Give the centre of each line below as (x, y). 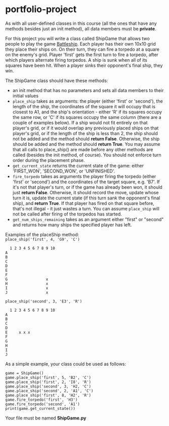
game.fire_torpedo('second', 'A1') (43, 404)
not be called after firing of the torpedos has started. (67, 214)
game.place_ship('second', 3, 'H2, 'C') (48, 386)
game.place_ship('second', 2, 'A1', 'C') (49, 391)
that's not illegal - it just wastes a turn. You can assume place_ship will (86, 208)
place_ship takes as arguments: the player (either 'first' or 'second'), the (88, 101)
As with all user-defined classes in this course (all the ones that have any (81, 23)
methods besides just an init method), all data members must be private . (81, 28)
